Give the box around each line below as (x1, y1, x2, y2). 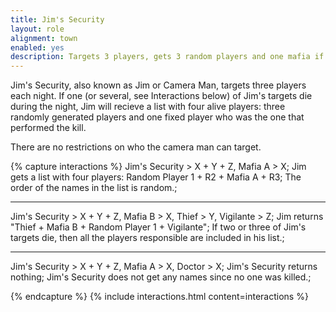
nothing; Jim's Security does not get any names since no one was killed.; (10, 271, 312, 283)
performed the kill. (10, 122, 87, 134)
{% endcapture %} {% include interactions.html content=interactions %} (10, 291, 309, 303)
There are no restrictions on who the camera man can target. (10, 141, 262, 153)
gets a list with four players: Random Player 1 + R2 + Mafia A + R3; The (10, 171, 302, 183)
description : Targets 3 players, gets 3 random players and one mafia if (10, 52, 325, 62)
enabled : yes (10, 42, 65, 53)
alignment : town (10, 33, 78, 43)
